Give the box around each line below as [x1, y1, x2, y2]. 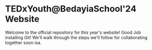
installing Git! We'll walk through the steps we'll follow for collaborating [5, 35, 148, 40]
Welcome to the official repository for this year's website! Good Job [5, 29, 141, 35]
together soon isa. [5, 39, 42, 45]
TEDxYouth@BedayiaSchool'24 [5, 3, 137, 14]
